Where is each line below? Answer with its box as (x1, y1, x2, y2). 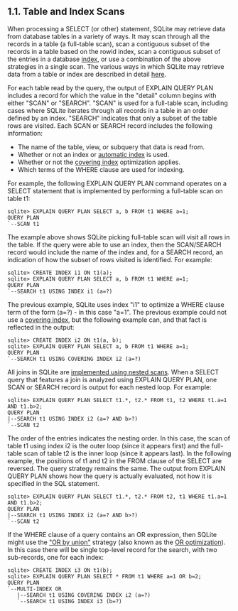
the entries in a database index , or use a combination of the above (7, 55, 201, 63)
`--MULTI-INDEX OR (7, 585, 62, 593)
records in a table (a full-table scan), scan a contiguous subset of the (7, 39, 210, 48)
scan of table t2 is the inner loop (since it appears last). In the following (23, 449, 232, 458)
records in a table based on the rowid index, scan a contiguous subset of (7, 47, 221, 55)
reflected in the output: (7, 323, 75, 331)
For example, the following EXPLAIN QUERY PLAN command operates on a (7, 179, 227, 188)
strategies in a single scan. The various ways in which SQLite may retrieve (7, 62, 225, 70)
